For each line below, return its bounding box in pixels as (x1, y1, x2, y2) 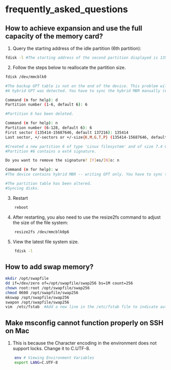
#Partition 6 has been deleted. (5, 111, 74, 117)
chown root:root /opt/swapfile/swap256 (5, 285, 90, 290)
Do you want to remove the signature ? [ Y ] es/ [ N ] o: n (5, 158, 120, 163)
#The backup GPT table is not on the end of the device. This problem (5, 83, 158, 89)
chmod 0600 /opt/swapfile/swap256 (5, 290, 79, 295)
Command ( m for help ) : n (5, 121, 58, 126)
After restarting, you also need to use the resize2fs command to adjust (12, 214, 161, 220)
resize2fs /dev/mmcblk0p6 (14, 229, 70, 234)
